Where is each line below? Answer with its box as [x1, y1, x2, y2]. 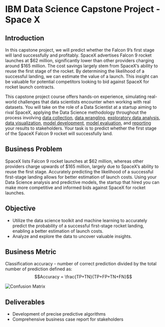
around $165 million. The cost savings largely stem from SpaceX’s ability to [5, 63, 158, 69]
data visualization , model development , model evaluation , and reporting [5, 120, 151, 126]
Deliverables [5, 298, 45, 306]
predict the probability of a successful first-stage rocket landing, [12, 223, 145, 229]
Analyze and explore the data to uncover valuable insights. [12, 233, 132, 239]
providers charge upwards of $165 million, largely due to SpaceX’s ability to [5, 163, 159, 169]
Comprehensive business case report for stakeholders [12, 317, 124, 323]
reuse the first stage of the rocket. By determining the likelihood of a [5, 68, 145, 74]
